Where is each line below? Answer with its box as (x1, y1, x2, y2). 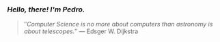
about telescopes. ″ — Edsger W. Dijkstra (23, 27, 139, 35)
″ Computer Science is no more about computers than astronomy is (23, 20, 213, 28)
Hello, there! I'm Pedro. (7, 5, 85, 14)
